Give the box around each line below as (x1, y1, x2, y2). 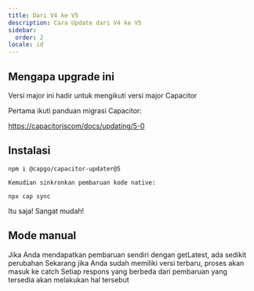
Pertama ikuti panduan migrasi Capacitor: (8, 105, 143, 115)
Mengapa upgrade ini (8, 70, 115, 83)
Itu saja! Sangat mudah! (8, 206, 85, 215)
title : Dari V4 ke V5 (8, 11, 79, 20)
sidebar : (8, 26, 37, 34)
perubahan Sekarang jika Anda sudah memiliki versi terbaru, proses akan (8, 258, 245, 267)
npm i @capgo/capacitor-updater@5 (8, 164, 122, 173)
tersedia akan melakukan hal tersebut (8, 274, 129, 284)
